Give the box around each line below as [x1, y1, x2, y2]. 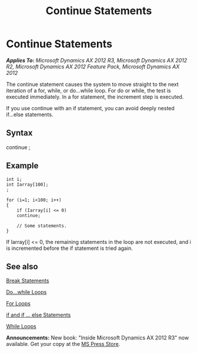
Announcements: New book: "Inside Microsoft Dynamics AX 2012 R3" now [6, 334, 189, 341]
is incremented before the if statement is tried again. [6, 245, 133, 252]
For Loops [6, 300, 31, 307]
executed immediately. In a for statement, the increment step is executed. [6, 93, 184, 100]
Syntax [6, 128, 33, 138]
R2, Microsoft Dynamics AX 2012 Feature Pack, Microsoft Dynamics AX [6, 63, 180, 70]
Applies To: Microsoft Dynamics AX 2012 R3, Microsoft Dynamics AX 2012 [6, 57, 188, 64]
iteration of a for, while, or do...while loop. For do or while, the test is [6, 87, 171, 94]
